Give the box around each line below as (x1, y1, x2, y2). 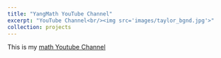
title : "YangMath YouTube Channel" (7, 10, 113, 18)
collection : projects (7, 23, 72, 30)
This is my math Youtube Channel (7, 43, 106, 52)
